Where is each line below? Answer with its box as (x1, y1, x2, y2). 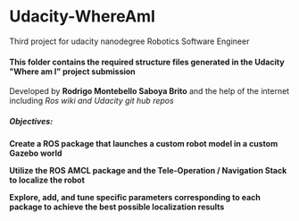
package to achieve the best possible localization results (9, 201, 225, 212)
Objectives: (9, 115, 54, 126)
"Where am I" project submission (9, 65, 136, 77)
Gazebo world (9, 148, 62, 158)
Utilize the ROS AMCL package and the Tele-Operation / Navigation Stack (9, 166, 287, 176)
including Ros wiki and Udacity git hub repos (9, 96, 174, 106)
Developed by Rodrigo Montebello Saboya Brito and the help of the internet (9, 86, 290, 97)
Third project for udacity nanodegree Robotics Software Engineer (9, 36, 250, 47)
